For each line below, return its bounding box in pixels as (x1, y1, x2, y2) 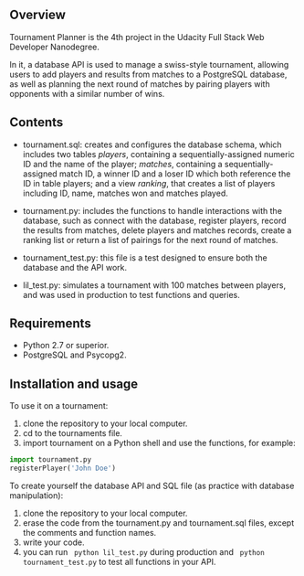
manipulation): (9, 490, 64, 501)
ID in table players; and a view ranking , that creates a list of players (22, 177, 276, 188)
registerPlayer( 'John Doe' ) (9, 464, 117, 474)
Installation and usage (9, 376, 139, 391)
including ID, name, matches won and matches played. (22, 187, 228, 198)
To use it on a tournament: (9, 400, 109, 411)
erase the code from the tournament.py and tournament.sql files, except (22, 517, 295, 528)
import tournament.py (9, 455, 92, 464)
